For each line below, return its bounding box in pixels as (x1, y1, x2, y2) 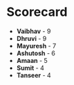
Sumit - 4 (16, 64, 44, 72)
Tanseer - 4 (16, 70, 51, 79)
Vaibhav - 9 (16, 27, 51, 35)
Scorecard (6, 4, 68, 20)
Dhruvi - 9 (16, 34, 47, 42)
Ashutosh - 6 (16, 49, 56, 57)
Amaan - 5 (16, 56, 48, 64)
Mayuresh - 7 (16, 41, 57, 50)
